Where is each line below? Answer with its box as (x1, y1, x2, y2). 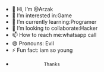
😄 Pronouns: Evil (11, 40, 55, 47)
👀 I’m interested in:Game (11, 12, 73, 19)
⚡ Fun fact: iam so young (11, 46, 73, 54)
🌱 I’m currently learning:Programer (11, 18, 97, 25)
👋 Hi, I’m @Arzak (11, 6, 53, 12)
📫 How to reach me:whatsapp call (11, 32, 97, 38)
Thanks (43, 61, 61, 67)
